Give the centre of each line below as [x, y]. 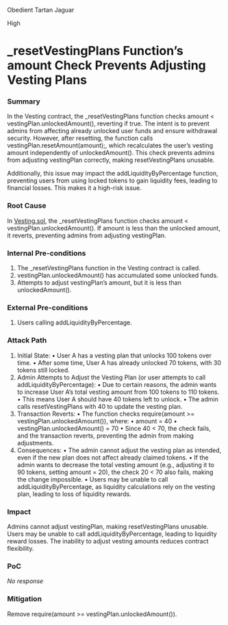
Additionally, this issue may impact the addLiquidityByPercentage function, [113, 174]
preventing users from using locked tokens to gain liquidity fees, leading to [112, 180]
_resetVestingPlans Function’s [95, 51]
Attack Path [27, 340]
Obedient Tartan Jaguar [41, 10]
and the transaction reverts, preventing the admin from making [105, 436]
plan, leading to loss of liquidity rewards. [74, 494]
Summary [24, 102]
